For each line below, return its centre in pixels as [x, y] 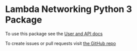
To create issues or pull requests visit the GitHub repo [60, 43]
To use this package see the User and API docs [54, 33]
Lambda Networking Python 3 [69, 9]
